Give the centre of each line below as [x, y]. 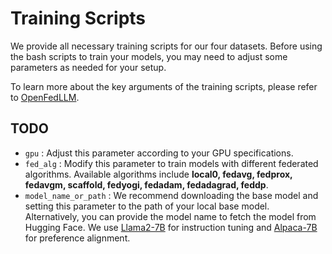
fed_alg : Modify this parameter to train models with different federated [171, 163]
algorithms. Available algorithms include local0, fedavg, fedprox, [158, 174]
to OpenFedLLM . [45, 97]
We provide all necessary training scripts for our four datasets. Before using [166, 46]
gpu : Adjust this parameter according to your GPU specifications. [159, 153]
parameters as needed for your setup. [88, 67]
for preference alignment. [77, 238]
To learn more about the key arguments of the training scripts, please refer [164, 86]
